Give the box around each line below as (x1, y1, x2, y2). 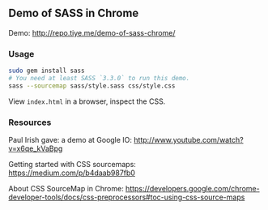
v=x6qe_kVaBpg (8, 144, 63, 153)
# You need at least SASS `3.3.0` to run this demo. (8, 74, 190, 82)
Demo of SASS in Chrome (8, 6, 139, 20)
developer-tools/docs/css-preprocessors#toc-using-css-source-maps (8, 192, 245, 202)
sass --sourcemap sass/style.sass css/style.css (8, 81, 176, 90)
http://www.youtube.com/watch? (133, 135, 245, 145)
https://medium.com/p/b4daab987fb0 (8, 168, 136, 178)
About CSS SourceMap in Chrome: (8, 184, 124, 194)
